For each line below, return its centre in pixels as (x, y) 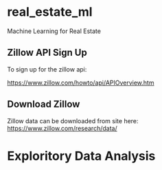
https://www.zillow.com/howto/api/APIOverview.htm (81, 83)
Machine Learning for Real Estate (54, 31)
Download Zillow (44, 104)
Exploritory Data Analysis (81, 156)
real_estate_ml (50, 12)
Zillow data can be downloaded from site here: (73, 120)
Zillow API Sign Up (47, 53)
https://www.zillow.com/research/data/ (62, 128)
